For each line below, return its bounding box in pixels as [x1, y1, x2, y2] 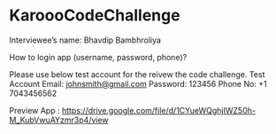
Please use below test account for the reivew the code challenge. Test [9, 68, 265, 80]
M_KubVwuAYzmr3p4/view [9, 114, 109, 125]
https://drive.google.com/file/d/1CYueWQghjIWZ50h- [61, 105, 257, 115]
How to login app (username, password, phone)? [9, 51, 188, 62]
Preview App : [9, 105, 60, 115]
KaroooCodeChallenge [9, 5, 180, 26]
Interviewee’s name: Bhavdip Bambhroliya [9, 35, 162, 45]
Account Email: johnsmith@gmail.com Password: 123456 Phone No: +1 [9, 78, 267, 89]
